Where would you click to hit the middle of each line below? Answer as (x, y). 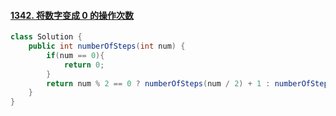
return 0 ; (84, 65)
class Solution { (46, 37)
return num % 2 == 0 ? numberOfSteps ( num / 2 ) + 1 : (158, 83)
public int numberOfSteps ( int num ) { (107, 46)
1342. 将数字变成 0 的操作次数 (72, 15)
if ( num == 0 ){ (75, 55)
